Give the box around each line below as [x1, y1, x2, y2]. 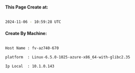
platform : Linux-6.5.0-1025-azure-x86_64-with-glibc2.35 [5, 55, 131, 60]
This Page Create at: [5, 4, 48, 10]
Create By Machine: [5, 30, 47, 36]
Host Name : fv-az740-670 [5, 45, 59, 51]
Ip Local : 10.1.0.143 [5, 64, 55, 69]
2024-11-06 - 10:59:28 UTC [5, 19, 61, 24]
